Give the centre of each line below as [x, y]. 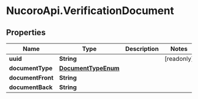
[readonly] [179, 59]
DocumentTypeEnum [89, 68]
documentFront [32, 78]
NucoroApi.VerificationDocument [90, 11]
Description [142, 49]
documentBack [31, 87]
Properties [26, 33]
